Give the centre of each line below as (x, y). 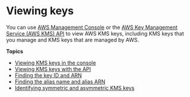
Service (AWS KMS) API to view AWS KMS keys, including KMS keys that (95, 33)
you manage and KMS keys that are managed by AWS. (73, 40)
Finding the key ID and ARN (48, 75)
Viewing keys (40, 11)
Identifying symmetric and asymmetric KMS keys (75, 88)
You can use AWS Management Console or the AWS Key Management (92, 27)
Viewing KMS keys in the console (55, 63)
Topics (15, 51)
